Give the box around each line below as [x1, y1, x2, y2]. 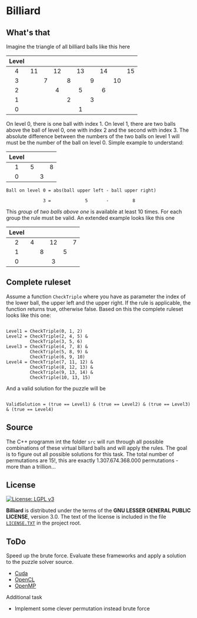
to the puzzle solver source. [6, 559, 74, 566]
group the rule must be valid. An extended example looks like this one [6, 215, 175, 221]
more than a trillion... [6, 463, 56, 470]
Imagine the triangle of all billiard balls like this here [6, 43, 131, 50]
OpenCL [14, 576, 35, 583]
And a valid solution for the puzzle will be [6, 385, 106, 392]
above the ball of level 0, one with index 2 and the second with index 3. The [6, 126, 189, 133]
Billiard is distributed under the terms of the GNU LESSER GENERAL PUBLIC [6, 507, 191, 514]
